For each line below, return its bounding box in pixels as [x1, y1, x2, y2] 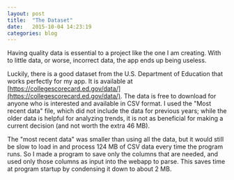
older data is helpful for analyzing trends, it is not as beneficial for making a [7, 114, 224, 123]
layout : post [7, 10, 45, 17]
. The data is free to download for [120, 92, 217, 100]
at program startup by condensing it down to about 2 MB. [7, 165, 172, 173]
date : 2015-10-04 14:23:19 [7, 23, 92, 30]
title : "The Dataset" [7, 17, 73, 24]
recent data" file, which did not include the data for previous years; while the [7, 107, 227, 115]
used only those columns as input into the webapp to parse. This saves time [7, 158, 226, 166]
